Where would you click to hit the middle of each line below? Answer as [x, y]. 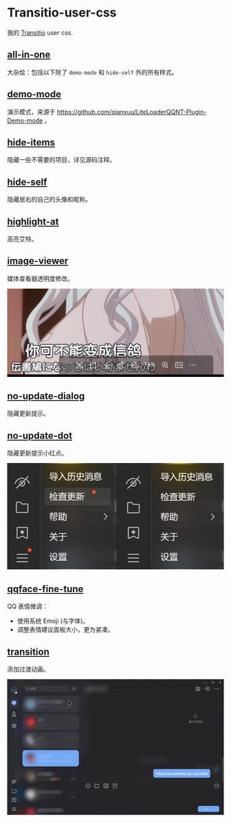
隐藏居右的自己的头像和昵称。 [49, 199]
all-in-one [29, 55]
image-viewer [38, 261]
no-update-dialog [46, 396]
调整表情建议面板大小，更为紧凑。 [65, 630]
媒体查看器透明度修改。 [40, 278]
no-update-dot [40, 435]
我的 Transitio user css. [40, 32]
